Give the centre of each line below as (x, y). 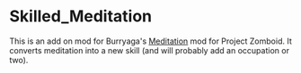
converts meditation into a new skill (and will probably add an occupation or (150, 50)
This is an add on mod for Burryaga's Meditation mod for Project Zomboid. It (150, 41)
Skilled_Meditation (81, 16)
